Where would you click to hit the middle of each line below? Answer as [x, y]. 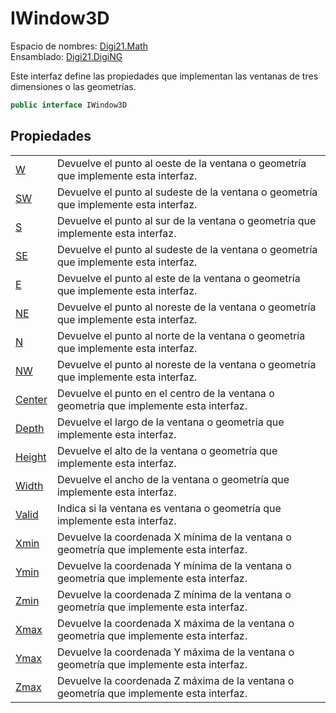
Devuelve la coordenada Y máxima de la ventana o [175, 652]
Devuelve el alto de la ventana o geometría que [167, 450]
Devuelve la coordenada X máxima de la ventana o [175, 623]
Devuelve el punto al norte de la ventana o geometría [181, 335]
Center [31, 399]
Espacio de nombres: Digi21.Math [79, 46]
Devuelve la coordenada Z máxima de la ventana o [175, 680]
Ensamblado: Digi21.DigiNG [66, 56]
